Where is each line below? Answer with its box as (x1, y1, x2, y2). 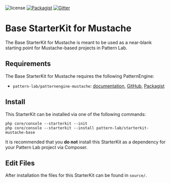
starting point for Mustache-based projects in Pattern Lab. (5, 45, 128, 51)
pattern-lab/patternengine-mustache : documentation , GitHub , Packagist (12, 83, 165, 89)
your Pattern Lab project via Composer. (5, 144, 88, 150)
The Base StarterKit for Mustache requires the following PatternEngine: (5, 73, 154, 79)
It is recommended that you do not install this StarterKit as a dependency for (5, 139, 166, 145)
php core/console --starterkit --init (5, 121, 88, 126)
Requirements (5, 59, 51, 68)
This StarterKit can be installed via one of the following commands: (5, 111, 146, 117)
